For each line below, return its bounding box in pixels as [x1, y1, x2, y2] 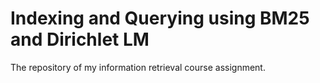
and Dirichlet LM [10, 28, 150, 51]
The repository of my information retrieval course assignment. [10, 61, 266, 73]
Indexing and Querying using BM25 [10, 7, 310, 30]
